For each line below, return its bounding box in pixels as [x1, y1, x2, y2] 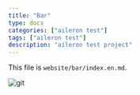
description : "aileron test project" [8, 41, 133, 49]
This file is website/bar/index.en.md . [8, 63, 127, 72]
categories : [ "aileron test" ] [8, 26, 108, 34]
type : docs [8, 19, 44, 27]
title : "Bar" [8, 11, 51, 20]
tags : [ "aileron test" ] [8, 33, 87, 42]
